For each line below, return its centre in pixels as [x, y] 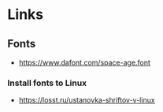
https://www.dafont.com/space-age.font [85, 62]
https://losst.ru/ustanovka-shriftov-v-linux [87, 100]
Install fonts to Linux [47, 83]
